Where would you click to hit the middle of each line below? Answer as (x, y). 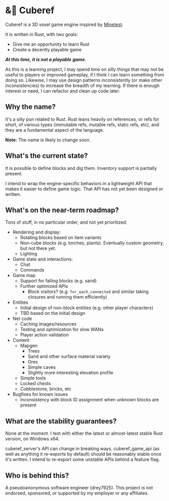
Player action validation (45, 335)
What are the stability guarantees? (61, 421)
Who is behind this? (37, 475)
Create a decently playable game (47, 49)
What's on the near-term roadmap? (62, 210)
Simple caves (42, 367)
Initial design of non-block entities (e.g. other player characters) (87, 308)
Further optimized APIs (44, 286)
